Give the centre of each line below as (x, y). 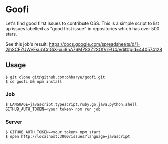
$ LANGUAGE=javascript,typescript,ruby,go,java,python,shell (71, 105)
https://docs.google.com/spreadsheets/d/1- (94, 44)
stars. (11, 34)
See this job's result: (27, 44)
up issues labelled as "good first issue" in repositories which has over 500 (82, 28)
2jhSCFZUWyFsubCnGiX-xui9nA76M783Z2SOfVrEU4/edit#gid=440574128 (84, 49)
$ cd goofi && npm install (34, 81)
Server (14, 122)
